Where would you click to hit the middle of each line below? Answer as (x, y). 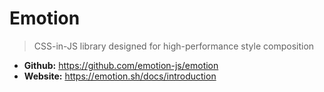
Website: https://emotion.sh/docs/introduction (120, 76)
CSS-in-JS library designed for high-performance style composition (174, 46)
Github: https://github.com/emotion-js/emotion (121, 65)
